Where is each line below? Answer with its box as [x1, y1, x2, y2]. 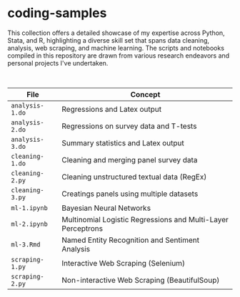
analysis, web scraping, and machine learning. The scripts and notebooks [7, 43, 225, 52]
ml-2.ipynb [11, 219, 48, 228]
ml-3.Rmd [11, 240, 41, 249]
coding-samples [7, 5, 107, 21]
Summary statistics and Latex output [61, 137, 184, 147]
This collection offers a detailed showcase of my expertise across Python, [7, 28, 225, 37]
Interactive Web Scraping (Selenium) [61, 258, 186, 268]
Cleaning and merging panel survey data [61, 155, 198, 165]
